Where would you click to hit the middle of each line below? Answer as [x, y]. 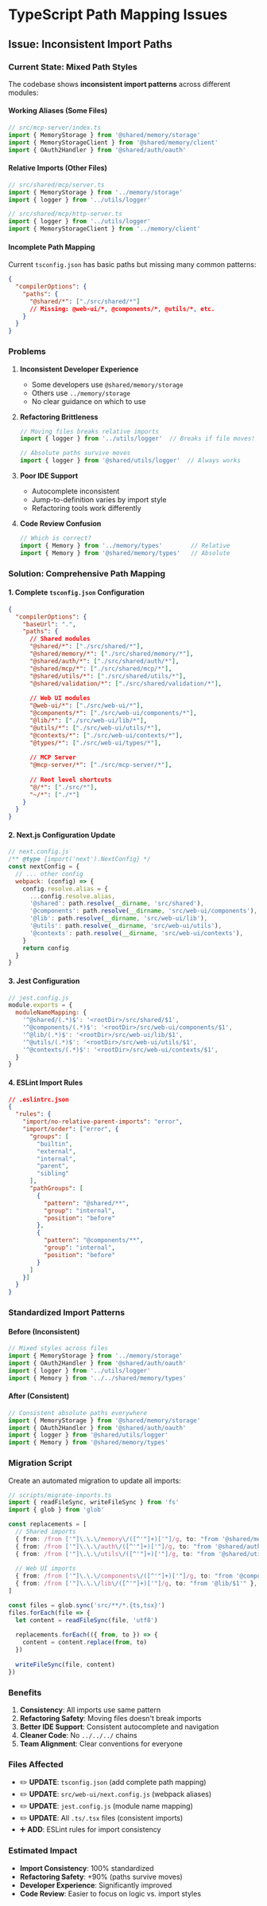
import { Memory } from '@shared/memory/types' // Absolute [125, 553]
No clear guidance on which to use [89, 401]
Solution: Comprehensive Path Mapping [87, 573]
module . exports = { [41, 1005]
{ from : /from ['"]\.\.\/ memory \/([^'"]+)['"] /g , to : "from [117, 1539]
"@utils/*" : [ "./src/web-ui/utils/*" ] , [95, 728]
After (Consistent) [39, 1396]
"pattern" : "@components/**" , [94, 1240]
